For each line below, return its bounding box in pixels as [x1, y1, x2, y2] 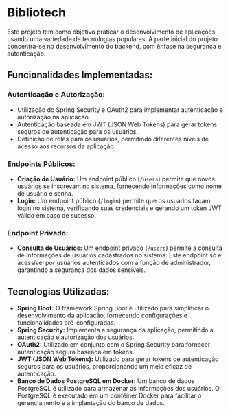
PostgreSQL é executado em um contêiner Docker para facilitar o [16, 391, 202, 400]
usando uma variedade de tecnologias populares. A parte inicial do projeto [7, 34, 218, 43]
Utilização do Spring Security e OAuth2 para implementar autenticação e [16, 105, 223, 114]
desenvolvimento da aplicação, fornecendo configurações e [16, 311, 187, 320]
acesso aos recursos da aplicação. [16, 142, 116, 150]
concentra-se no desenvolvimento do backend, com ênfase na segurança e [7, 42, 222, 50]
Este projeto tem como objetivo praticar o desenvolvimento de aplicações [7, 27, 216, 36]
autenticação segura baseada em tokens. [16, 348, 135, 356]
